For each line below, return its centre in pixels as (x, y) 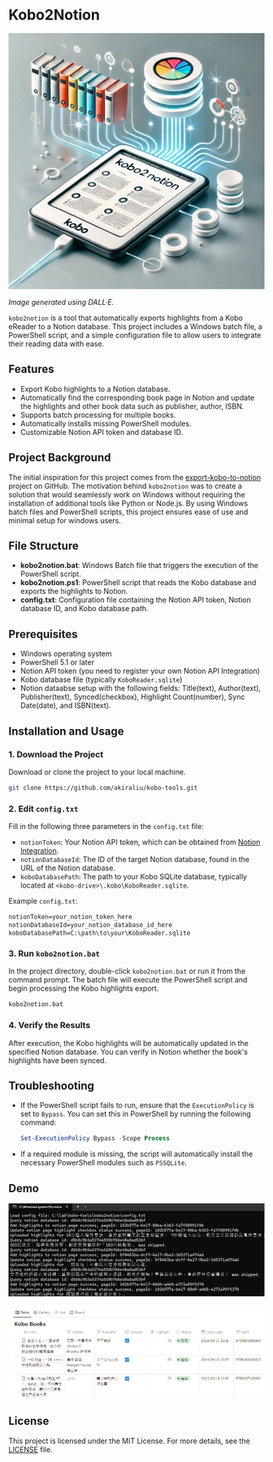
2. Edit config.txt (43, 809)
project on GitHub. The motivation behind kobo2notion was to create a (125, 486)
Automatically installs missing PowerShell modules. (106, 423)
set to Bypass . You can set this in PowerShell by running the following (135, 1114)
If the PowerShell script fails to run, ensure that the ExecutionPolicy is (137, 1105)
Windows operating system (66, 654)
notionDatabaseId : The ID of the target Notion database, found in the (135, 860)
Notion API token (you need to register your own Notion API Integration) (140, 671)
